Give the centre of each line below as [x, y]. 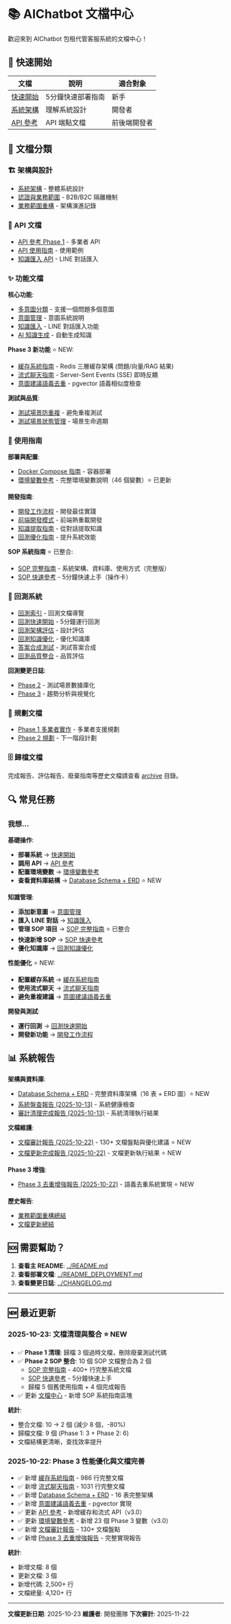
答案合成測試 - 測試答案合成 [57, 647]
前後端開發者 [132, 122]
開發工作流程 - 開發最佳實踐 [57, 512]
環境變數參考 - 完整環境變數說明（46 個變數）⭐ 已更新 [95, 480]
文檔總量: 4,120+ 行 [45, 1592]
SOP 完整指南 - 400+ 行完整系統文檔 [80, 1370]
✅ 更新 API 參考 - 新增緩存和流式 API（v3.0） [82, 1512]
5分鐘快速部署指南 [75, 97]
